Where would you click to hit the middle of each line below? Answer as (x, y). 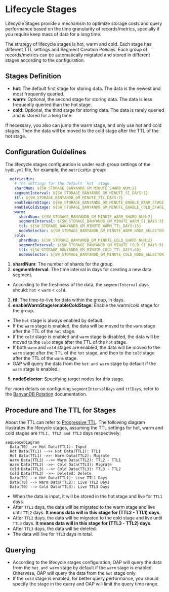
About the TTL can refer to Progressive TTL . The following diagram (75, 422)
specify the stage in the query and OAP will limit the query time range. (86, 584)
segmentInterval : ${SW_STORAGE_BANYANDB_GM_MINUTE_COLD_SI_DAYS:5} (91, 245)
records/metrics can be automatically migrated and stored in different (78, 55)
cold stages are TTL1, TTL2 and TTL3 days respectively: (63, 433)
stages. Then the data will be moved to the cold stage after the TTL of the (82, 130)
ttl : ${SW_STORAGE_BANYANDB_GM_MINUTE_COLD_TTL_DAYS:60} (80, 250)
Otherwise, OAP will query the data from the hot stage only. (74, 573)
